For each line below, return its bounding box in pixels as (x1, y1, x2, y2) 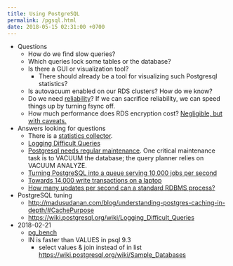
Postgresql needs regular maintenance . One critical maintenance (27, 146, 215, 155)
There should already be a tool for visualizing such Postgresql (38, 72, 218, 80)
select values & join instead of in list (38, 243, 142, 252)
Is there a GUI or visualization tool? (27, 64, 129, 73)
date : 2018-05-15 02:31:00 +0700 (7, 23, 105, 30)
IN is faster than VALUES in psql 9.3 (27, 236, 131, 244)
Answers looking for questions (17, 124, 106, 133)
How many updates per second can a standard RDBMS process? (27, 183, 215, 192)
